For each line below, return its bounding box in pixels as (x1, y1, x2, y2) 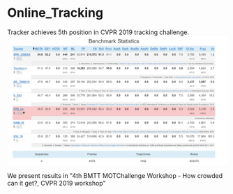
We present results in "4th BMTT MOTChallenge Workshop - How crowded (7, 172, 223, 180)
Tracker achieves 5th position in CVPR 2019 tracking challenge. (7, 28, 190, 36)
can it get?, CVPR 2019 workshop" (7, 179, 106, 188)
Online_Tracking (7, 5, 103, 21)
